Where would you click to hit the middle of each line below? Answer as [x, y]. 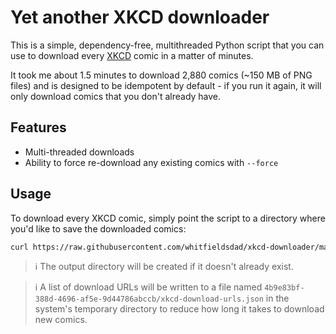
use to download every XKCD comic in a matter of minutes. [132, 55]
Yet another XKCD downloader [140, 17]
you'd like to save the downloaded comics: [98, 228]
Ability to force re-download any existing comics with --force [151, 162]
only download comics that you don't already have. [116, 96]
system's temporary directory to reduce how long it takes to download [179, 309]
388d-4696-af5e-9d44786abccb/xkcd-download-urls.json [149, 299]
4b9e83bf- [284, 288]
